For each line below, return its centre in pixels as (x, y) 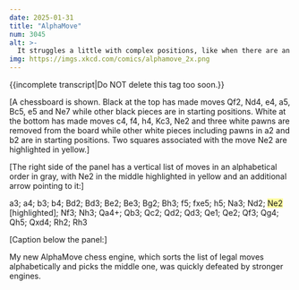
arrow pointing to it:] (47, 186)
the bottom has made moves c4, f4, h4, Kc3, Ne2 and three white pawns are (149, 121)
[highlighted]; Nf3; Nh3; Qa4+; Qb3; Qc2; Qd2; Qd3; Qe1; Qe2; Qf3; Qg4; (144, 213)
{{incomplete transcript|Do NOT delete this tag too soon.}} (117, 85)
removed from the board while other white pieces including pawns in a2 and (150, 130)
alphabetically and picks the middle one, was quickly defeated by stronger (146, 266)
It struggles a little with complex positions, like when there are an (154, 51)
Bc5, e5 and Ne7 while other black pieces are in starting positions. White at (148, 111)
